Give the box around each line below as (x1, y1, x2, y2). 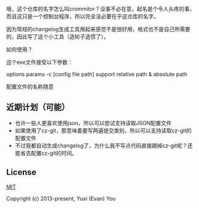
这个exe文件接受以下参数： (6, 59, 73, 66)
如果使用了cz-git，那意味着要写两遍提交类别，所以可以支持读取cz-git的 (14, 127, 192, 134)
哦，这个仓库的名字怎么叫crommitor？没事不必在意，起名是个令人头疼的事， (6, 5, 195, 12)
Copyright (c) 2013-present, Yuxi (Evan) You (6, 195, 116, 202)
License (6, 167, 37, 177)
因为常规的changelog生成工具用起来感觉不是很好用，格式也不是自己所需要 (6, 26, 191, 32)
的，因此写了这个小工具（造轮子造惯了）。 (6, 33, 109, 40)
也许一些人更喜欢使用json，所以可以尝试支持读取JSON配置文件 (14, 119, 172, 126)
